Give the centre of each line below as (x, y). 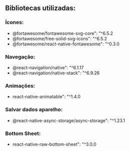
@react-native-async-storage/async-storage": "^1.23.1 (68, 120)
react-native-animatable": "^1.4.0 (46, 97)
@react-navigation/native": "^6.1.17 (48, 67)
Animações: (20, 86)
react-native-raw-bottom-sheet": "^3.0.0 (54, 144)
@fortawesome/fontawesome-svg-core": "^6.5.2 (63, 33)
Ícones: (14, 22)
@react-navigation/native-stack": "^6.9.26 (56, 73)
